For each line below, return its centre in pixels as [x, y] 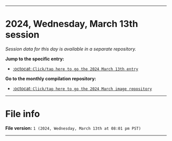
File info [23, 114]
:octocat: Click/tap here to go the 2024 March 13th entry [75, 68]
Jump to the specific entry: [35, 59]
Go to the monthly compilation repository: [51, 78]
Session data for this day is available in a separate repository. [71, 49]
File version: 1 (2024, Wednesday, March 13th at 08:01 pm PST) [73, 128]
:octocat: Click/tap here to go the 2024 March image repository [82, 88]
